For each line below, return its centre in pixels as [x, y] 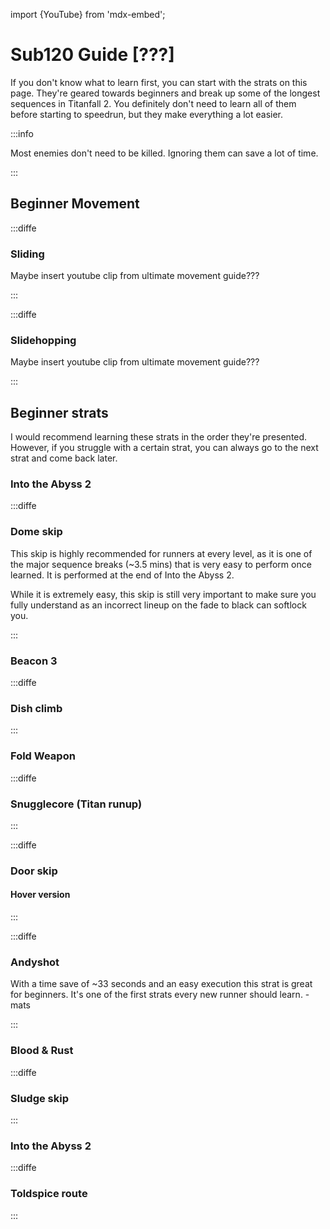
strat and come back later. [64, 458]
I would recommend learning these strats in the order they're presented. [159, 437]
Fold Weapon [43, 756]
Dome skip [36, 532]
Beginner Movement [75, 204]
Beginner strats [59, 412]
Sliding [27, 254]
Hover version [40, 895]
